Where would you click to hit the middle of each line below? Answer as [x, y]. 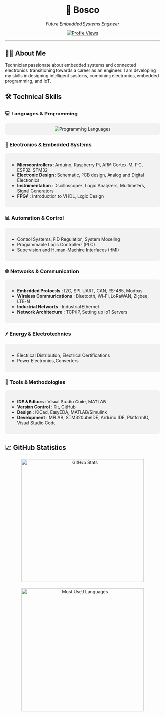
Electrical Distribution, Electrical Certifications [63, 355]
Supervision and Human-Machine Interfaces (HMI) [68, 250]
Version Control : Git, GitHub [46, 407]
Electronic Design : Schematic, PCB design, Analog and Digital [81, 175]
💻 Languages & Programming [41, 114]
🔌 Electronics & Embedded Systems [48, 145]
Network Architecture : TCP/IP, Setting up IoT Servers [72, 312]
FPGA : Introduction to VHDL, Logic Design [60, 196]
